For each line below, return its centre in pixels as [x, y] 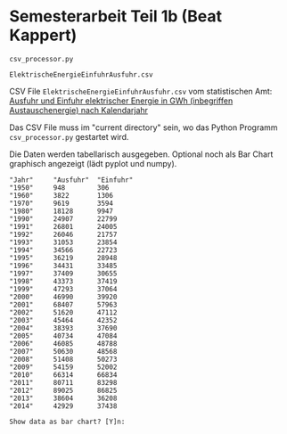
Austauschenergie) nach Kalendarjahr [79, 110]
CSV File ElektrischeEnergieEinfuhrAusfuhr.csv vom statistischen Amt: [141, 91]
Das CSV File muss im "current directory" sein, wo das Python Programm [143, 127]
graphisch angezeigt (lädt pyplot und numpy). [93, 163]
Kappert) [43, 35]
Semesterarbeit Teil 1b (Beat [116, 16]
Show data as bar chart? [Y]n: [67, 422]
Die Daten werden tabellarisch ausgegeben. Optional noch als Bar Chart [141, 154]
